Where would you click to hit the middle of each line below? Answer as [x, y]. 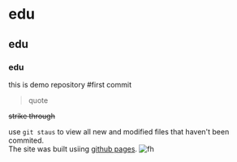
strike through [32, 116]
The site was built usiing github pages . [73, 149]
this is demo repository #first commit [70, 84]
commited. [26, 140]
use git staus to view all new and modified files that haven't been [119, 131]
